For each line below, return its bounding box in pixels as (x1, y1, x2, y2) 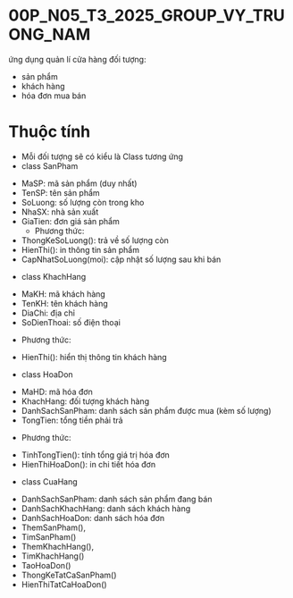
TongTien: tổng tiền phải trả (21, 415, 123, 425)
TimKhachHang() (21, 551, 85, 561)
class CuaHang (21, 476, 78, 487)
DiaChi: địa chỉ (21, 307, 75, 318)
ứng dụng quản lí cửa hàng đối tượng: (8, 54, 146, 64)
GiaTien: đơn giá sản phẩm (21, 215, 120, 226)
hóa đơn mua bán (21, 90, 87, 101)
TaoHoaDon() (21, 560, 71, 570)
